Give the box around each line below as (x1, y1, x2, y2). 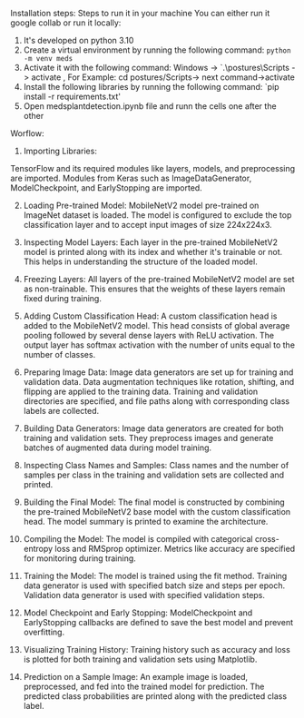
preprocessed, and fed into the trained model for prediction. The (23, 681, 265, 692)
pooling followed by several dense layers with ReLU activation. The (23, 330, 275, 340)
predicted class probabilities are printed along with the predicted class (23, 691, 288, 702)
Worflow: (10, 128, 44, 139)
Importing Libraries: (23, 145, 98, 156)
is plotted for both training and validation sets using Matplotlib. (23, 654, 258, 664)
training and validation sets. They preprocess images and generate (23, 433, 274, 443)
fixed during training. (23, 293, 103, 303)
